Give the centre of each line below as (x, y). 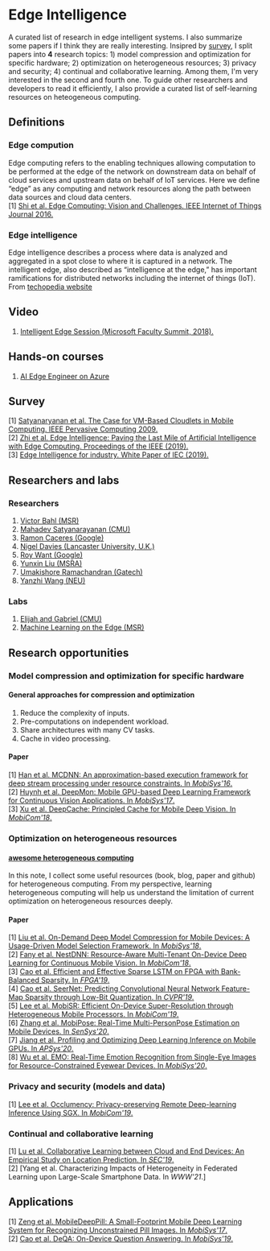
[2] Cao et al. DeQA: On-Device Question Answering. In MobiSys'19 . (121, 1238)
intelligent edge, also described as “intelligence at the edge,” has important (133, 269)
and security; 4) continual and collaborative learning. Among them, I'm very (133, 71)
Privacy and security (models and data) (87, 1087)
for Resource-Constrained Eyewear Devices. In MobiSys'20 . (108, 1066)
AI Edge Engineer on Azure (65, 376)
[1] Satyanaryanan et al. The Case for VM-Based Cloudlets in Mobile (121, 421)
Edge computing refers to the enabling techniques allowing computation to (132, 163)
